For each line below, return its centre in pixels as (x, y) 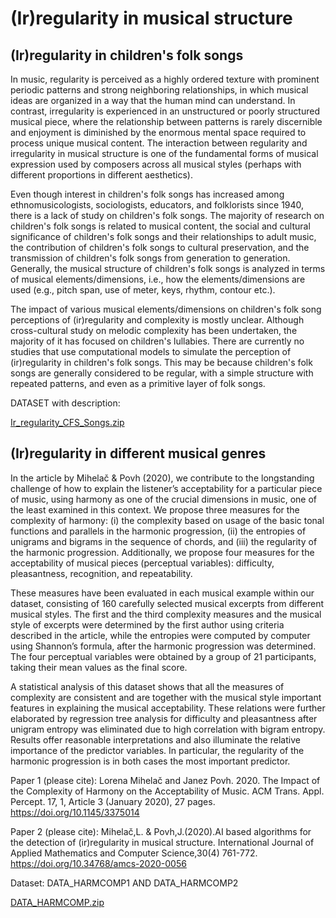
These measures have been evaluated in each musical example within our (162, 593)
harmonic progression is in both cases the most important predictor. (150, 761)
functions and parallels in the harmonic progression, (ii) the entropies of (158, 531)
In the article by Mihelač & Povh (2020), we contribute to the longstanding (162, 478)
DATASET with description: (65, 403)
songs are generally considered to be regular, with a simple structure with (162, 373)
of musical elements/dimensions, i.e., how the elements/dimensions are (158, 279)
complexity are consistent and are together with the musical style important (166, 697)
